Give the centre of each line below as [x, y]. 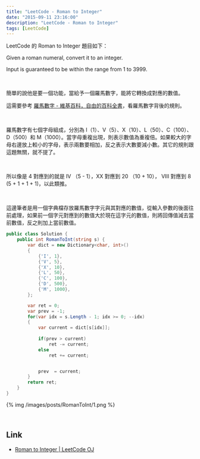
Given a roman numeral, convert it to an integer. [65, 58]
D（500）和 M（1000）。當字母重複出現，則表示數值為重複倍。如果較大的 [96, 137]
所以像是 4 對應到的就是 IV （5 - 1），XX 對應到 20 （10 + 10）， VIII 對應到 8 [99, 177]
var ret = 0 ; [44, 306]
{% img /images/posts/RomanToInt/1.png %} [61, 404]
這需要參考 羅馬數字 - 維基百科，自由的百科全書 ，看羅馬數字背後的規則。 [96, 106]
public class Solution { [37, 234]
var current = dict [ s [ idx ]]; [74, 328]
